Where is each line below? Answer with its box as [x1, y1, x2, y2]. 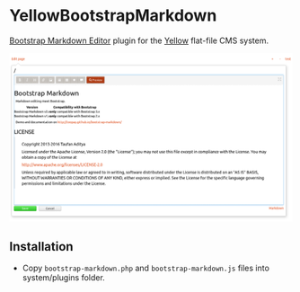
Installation [9, 239, 74, 254]
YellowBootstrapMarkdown [9, 5, 217, 26]
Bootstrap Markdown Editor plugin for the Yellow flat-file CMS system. [9, 35, 269, 46]
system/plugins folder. [22, 272, 105, 283]
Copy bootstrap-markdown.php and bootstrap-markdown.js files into [22, 262, 269, 274]
